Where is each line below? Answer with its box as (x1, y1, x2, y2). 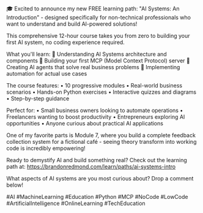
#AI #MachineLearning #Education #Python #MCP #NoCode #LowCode (6, 193, 188, 200)
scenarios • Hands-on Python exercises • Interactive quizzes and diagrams (6, 88, 197, 95)
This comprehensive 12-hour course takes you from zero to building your (6, 32, 191, 39)
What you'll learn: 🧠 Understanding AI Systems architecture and (6, 51, 167, 58)
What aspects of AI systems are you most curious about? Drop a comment (6, 175, 194, 182)
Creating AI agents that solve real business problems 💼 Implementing (6, 64, 180, 70)
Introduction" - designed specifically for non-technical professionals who (6, 14, 191, 21)
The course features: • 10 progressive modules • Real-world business (6, 82, 182, 89)
